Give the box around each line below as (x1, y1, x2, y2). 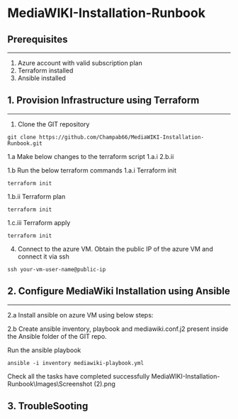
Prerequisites (7, 33, 68, 45)
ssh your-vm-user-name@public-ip (7, 266, 106, 273)
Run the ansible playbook (7, 346, 81, 354)
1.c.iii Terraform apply (7, 218, 71, 227)
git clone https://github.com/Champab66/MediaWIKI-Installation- (7, 134, 204, 141)
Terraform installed (17, 66, 74, 75)
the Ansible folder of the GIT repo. (7, 332, 108, 340)
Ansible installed (17, 74, 66, 82)
